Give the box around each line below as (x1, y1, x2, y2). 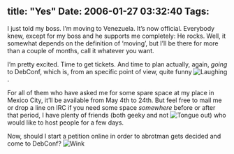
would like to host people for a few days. (7, 118, 124, 127)
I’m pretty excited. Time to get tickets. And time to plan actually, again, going (7, 59, 228, 69)
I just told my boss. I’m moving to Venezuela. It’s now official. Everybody (7, 24, 215, 32)
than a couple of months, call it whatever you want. (7, 46, 155, 55)
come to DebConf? (7, 139, 61, 148)
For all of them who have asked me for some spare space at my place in (7, 88, 214, 97)
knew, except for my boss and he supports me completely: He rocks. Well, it (7, 31, 226, 40)
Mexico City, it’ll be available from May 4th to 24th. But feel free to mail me (7, 96, 222, 104)
